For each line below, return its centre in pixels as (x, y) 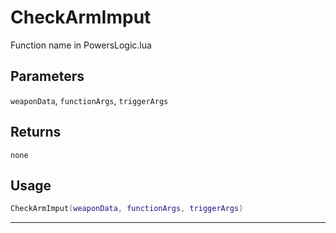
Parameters (47, 76)
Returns (36, 132)
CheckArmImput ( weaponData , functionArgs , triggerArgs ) (127, 209)
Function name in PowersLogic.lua (81, 45)
